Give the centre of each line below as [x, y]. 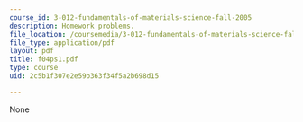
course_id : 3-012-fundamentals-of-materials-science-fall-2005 [131, 17]
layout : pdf [32, 51]
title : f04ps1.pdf [44, 59]
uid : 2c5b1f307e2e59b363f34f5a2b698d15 [84, 76]
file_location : [38, 34]
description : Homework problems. [72, 26]
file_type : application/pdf [62, 43]
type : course [34, 68]
